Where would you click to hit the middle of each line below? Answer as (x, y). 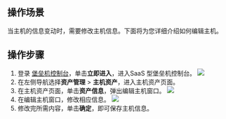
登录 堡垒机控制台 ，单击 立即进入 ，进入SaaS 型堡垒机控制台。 (107, 73)
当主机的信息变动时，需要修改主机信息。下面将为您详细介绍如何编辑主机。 (115, 31)
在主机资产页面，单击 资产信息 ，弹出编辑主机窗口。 (91, 90)
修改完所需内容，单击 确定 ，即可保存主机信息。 (85, 108)
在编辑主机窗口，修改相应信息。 (64, 99)
